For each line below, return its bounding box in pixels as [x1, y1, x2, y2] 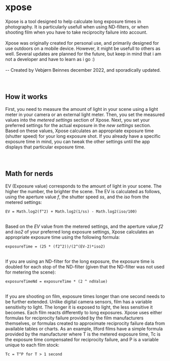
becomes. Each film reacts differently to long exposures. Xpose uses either [5, 309, 162, 315]
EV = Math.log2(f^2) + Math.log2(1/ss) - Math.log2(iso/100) [5, 209, 138, 214]
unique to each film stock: [5, 342, 60, 348]
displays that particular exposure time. [5, 144, 85, 150]
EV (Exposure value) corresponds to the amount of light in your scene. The [5, 183, 162, 189]
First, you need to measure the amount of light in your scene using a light [5, 106, 158, 112]
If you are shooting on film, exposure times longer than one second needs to [5, 293, 165, 299]
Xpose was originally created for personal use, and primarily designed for [5, 40, 159, 46]
